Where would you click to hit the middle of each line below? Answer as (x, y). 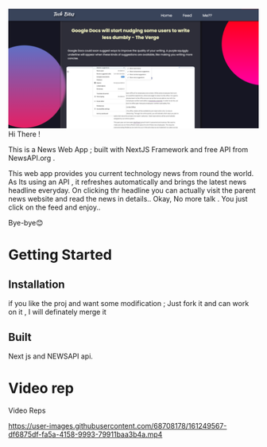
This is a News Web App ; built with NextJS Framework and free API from (128, 150)
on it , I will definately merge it (58, 312)
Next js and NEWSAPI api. (51, 356)
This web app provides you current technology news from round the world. (131, 174)
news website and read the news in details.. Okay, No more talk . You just (128, 199)
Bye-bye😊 (26, 223)
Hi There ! (25, 134)
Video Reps (27, 410)
